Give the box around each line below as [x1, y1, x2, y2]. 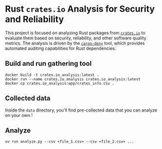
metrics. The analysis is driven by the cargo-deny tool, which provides [5, 40, 145, 46]
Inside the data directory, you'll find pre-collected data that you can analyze [5, 107, 158, 113]
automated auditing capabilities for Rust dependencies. [5, 45, 116, 51]
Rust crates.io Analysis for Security [5, 3, 155, 15]
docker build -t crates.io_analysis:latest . [5, 72, 99, 77]
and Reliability [5, 14, 64, 25]
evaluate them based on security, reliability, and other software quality [5, 35, 146, 41]
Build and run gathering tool [5, 59, 92, 68]
